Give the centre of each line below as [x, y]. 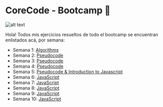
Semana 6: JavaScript [36, 77]
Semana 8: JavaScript [36, 88]
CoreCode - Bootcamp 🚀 [58, 10]
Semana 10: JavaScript [37, 99]
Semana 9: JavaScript [36, 93]
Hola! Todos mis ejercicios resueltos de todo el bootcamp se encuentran [82, 34]
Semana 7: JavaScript [36, 82]
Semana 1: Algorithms [36, 50]
